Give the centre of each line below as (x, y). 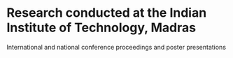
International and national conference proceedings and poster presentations (116, 47)
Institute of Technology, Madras (101, 28)
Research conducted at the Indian (107, 13)
